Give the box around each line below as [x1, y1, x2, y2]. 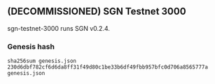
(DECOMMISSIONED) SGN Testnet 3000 [7, 6, 187, 17]
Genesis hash [7, 41, 55, 51]
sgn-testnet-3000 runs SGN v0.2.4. [7, 24, 110, 32]
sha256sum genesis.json [7, 57, 77, 65]
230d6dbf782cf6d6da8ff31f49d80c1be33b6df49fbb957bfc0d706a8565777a [7, 64, 209, 71]
